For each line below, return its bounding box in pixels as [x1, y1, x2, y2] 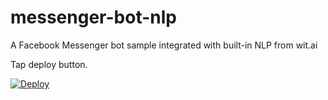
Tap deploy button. [10, 58, 88, 70]
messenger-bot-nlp [10, 6, 177, 29]
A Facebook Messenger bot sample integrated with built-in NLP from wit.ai [10, 39, 318, 51]
